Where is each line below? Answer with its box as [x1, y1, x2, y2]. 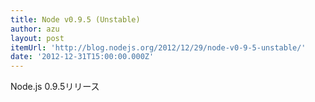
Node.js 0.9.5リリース [10, 81, 100, 93]
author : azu [10, 24, 60, 34]
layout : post [10, 33, 65, 43]
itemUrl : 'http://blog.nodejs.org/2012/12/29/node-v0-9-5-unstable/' [10, 42, 307, 53]
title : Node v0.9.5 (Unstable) [10, 14, 141, 25]
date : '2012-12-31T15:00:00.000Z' [10, 52, 155, 62]
